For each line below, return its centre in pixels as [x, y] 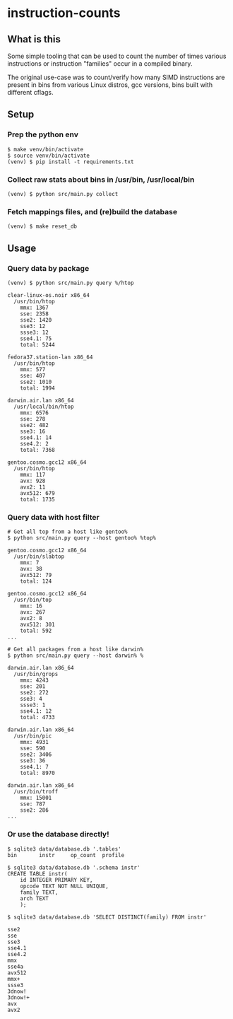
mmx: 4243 [35, 680]
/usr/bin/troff [36, 792]
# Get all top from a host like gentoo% [68, 532]
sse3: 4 [31, 699]
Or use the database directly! [58, 834]
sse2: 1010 [36, 382]
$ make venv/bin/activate [45, 149]
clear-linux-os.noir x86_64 [49, 295]
